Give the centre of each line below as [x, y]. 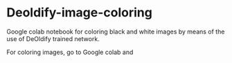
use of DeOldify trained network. [53, 38]
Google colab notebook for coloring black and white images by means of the [116, 32]
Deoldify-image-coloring [80, 13]
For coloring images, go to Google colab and [70, 52]
